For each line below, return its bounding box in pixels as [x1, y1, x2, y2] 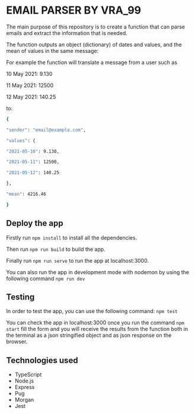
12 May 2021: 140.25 [6, 93, 56, 100]
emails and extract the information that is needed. [6, 29, 127, 36]
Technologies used [6, 355, 78, 365]
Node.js [14, 377, 34, 384]
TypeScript [14, 371, 42, 378]
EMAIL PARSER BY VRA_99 [6, 4, 142, 17]
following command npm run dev [6, 275, 85, 282]
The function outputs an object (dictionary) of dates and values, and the [6, 41, 182, 48]
